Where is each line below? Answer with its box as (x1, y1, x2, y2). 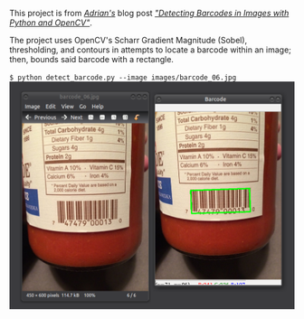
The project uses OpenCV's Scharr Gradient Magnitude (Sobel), (9, 35, 248, 45)
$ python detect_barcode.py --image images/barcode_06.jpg (9, 73, 237, 82)
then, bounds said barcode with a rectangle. (9, 54, 175, 64)
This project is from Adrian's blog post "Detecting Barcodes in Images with (9, 8, 290, 18)
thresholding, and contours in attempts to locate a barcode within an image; (9, 44, 292, 55)
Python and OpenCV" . (9, 17, 92, 28)
